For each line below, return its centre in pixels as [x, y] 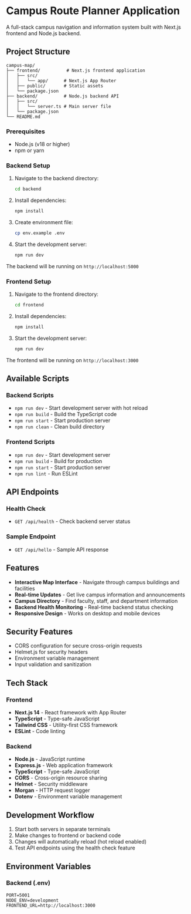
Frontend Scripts [30, 442]
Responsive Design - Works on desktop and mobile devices [87, 613]
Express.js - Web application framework [64, 765]
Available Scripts [37, 379]
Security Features [40, 631]
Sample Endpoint [31, 537]
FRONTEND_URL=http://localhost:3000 [51, 905]
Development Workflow [50, 815]
